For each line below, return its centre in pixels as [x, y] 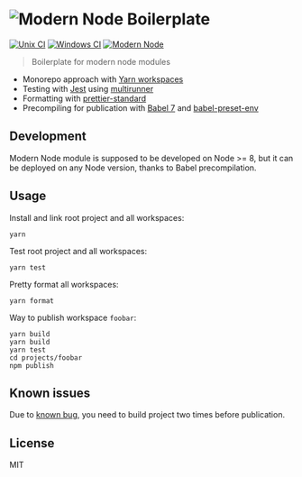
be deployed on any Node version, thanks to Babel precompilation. [133, 168]
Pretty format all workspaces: [64, 284]
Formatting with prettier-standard [84, 98]
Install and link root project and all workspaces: [97, 217]
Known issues [50, 393]
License [32, 443]
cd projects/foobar [46, 358]
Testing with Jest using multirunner [88, 88]
